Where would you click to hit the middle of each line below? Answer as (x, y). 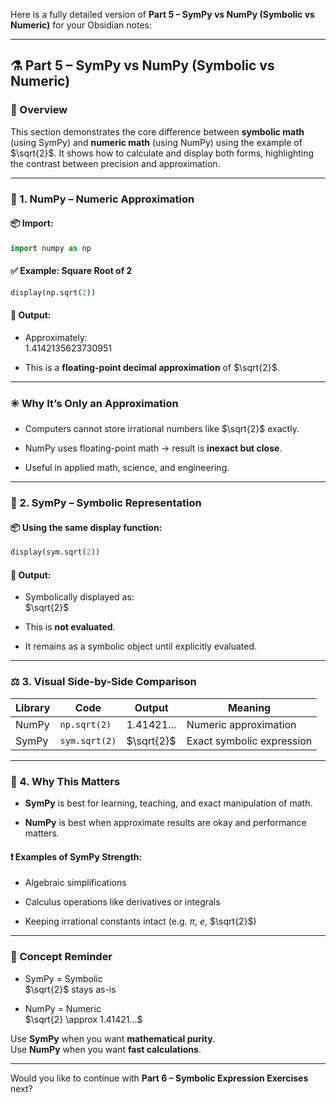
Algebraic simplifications (75, 883)
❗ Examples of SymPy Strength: (76, 856)
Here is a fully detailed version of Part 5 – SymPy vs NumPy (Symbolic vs (162, 14)
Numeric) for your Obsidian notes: (81, 25)
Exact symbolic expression (249, 741)
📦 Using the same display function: (86, 527)
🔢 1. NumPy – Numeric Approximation (102, 199)
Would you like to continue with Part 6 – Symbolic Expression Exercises (159, 1078)
